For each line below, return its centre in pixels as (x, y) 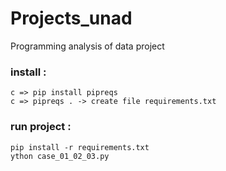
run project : (41, 127)
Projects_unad (71, 18)
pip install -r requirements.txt (80, 147)
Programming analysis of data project (87, 46)
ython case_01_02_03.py (60, 156)
